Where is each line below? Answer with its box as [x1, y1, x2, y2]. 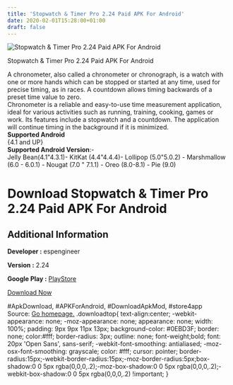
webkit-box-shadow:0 [7, 369, 72, 379]
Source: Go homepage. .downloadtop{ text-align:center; [7, 309, 171, 318]
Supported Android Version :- [7, 146, 95, 154]
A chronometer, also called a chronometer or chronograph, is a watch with [7, 70, 224, 79]
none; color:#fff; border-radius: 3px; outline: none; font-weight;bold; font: [7, 332, 221, 340]
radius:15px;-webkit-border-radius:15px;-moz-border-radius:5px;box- [7, 355, 210, 363]
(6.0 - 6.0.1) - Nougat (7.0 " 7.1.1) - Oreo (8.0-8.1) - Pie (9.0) [7, 161, 177, 169]
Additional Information [7, 228, 109, 241]
